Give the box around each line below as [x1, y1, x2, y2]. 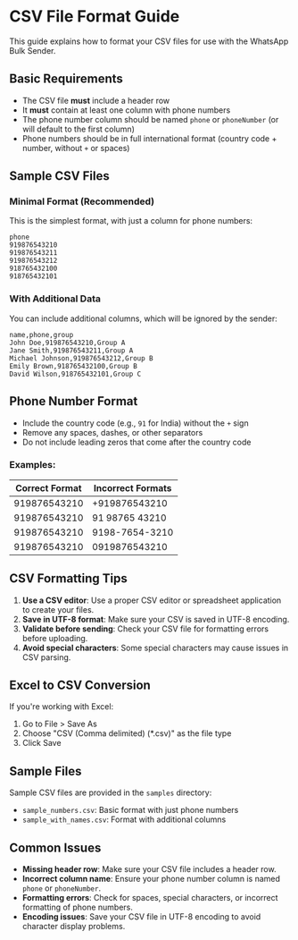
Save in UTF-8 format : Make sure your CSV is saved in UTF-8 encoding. [21, 614, 290, 624]
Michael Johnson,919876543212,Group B [9, 353, 153, 363]
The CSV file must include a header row [21, 95, 170, 106]
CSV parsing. [21, 651, 71, 663]
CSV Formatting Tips [9, 571, 128, 587]
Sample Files [9, 763, 82, 779]
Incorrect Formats [93, 481, 172, 494]
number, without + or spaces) [21, 142, 130, 153]
